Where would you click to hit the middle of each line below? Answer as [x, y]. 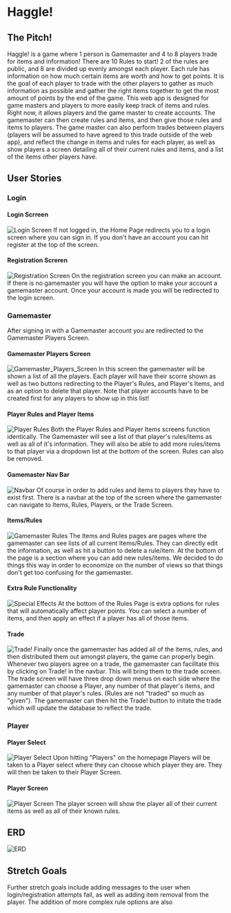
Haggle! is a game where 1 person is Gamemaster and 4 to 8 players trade [112, 54]
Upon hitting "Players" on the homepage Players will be [131, 758]
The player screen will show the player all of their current [136, 803]
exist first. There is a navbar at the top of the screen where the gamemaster [114, 497]
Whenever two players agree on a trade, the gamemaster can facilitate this [113, 664]
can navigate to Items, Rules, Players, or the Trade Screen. [90, 504]
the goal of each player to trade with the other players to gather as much [110, 83]
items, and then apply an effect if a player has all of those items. [98, 618]
